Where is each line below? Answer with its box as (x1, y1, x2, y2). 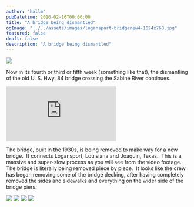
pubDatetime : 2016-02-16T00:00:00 (6, 14, 91, 20)
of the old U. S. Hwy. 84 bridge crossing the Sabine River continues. (6, 74, 171, 82)
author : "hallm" (6, 8, 46, 15)
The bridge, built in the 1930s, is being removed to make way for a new (6, 146, 178, 153)
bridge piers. (6, 183, 37, 191)
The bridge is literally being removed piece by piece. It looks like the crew (6, 165, 186, 172)
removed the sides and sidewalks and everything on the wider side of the (6, 177, 184, 184)
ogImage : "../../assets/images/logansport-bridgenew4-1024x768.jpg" (6, 25, 178, 31)
